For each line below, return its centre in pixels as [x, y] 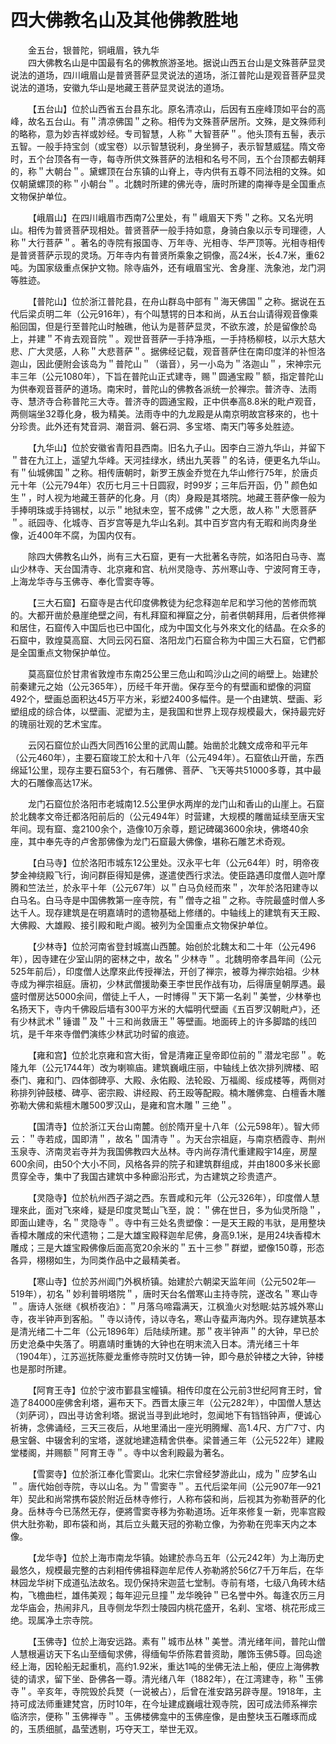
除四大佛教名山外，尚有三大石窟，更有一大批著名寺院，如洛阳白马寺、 [172, 556]
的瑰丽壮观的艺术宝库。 [58, 723]
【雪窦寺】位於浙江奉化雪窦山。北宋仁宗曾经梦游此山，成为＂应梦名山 [172, 1473]
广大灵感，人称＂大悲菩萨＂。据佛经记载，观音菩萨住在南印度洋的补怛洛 [176, 351]
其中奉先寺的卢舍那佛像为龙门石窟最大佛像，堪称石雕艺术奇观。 [159, 841]
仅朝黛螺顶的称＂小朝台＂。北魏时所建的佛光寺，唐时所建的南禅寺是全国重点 [168, 183]
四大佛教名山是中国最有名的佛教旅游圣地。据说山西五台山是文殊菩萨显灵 [177, 62]
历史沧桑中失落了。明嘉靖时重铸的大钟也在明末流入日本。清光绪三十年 [155, 1343]
